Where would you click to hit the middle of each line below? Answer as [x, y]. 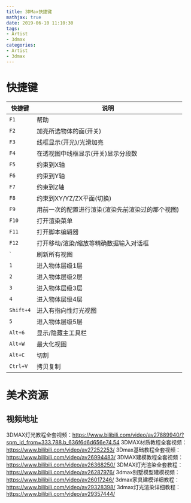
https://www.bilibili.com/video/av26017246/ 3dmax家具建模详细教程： [93, 480]
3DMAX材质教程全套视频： [154, 442]
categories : [21, 45]
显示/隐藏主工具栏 [62, 333]
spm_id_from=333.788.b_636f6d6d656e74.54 [63, 442]
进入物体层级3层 [60, 288]
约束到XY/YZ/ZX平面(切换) [74, 198]
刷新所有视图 [55, 254]
